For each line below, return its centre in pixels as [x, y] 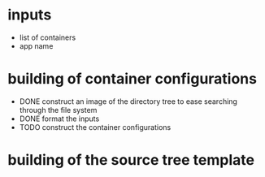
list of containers [48, 37]
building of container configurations [132, 79]
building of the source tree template [131, 160]
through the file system [58, 110]
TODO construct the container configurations [95, 127]
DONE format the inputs [59, 119]
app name [36, 45]
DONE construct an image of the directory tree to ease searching [128, 101]
